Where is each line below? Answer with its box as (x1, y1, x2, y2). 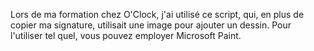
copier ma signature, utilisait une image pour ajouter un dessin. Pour (10, 19, 292, 31)
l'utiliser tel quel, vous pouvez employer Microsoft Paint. (10, 30, 242, 41)
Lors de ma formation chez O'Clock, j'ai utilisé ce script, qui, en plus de (10, 9, 305, 20)
